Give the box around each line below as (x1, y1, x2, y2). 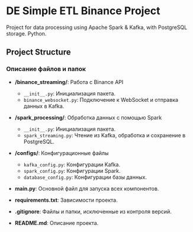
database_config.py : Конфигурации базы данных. (23, 173, 147, 181)
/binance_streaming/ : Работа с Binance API (14, 78, 124, 85)
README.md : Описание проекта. (14, 219, 99, 226)
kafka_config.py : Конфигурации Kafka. (23, 161, 120, 168)
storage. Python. (6, 30, 47, 37)
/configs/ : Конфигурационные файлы (14, 149, 109, 156)
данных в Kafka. (23, 102, 65, 109)
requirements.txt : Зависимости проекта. (14, 196, 118, 204)
